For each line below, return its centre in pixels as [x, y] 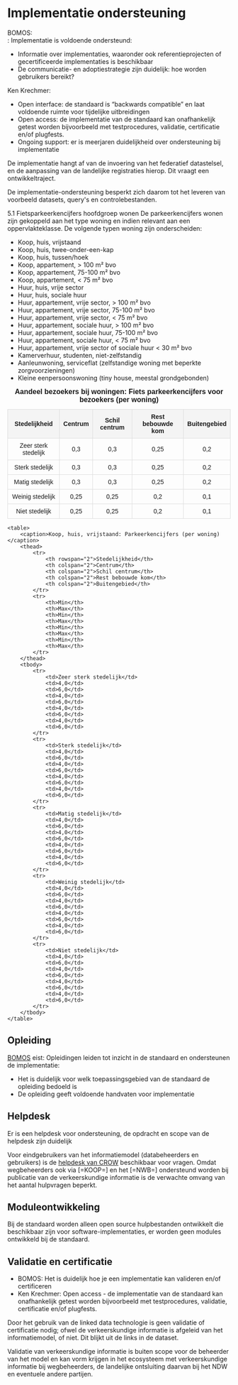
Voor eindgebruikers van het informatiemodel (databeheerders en [103, 1154]
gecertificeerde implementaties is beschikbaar [85, 61]
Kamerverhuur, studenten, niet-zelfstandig [79, 355]
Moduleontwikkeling [54, 1207]
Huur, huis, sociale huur [52, 295]
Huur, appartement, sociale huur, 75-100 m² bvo [87, 332]
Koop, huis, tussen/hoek [53, 257]
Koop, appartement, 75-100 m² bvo [69, 272]
